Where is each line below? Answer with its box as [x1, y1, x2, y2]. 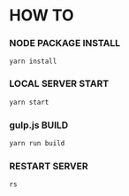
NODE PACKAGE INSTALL [9, 37, 121, 50]
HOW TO [9, 5, 74, 26]
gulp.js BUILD [9, 119, 69, 131]
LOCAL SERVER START [9, 77, 110, 90]
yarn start [9, 98, 49, 106]
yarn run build [9, 138, 65, 147]
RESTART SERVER [9, 160, 88, 172]
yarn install [9, 57, 57, 67]
